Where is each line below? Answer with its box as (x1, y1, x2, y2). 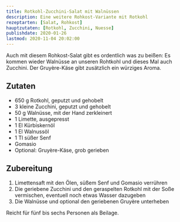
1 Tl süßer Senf (14, 134, 52, 141)
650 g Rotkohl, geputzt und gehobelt (14, 97, 104, 104)
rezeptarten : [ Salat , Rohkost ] (6, 19, 83, 25)
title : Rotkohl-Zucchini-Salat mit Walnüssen (6, 8, 119, 15)
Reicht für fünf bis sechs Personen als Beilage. (6, 209, 119, 216)
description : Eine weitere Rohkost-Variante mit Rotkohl (6, 14, 148, 20)
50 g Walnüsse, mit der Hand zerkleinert (14, 109, 113, 116)
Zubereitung (6, 163, 53, 173)
